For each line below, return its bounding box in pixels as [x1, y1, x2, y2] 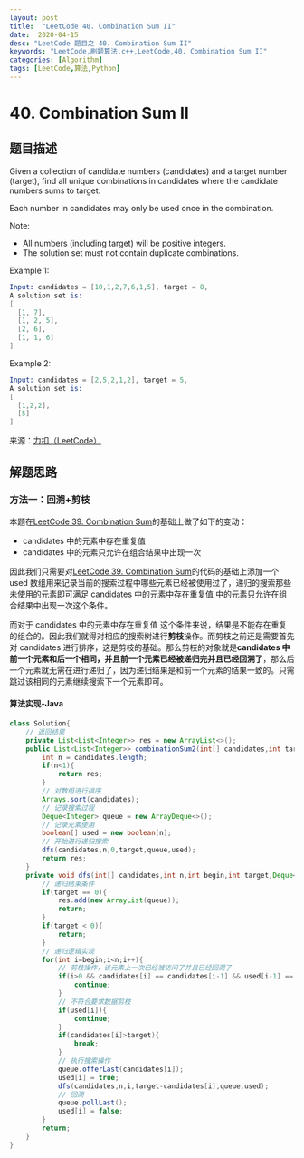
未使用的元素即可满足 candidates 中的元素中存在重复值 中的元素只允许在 [9, 589, 280, 599]
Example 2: [9, 357, 52, 368]
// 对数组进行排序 [42, 786, 101, 796]
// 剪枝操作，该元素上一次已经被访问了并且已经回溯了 [57, 963, 233, 973]
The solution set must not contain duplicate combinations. [22, 247, 240, 258]
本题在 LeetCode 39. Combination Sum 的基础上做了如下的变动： [9, 516, 248, 527]
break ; [73, 1039, 100, 1048]
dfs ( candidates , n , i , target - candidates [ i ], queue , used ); [57, 1081, 270, 1091]
